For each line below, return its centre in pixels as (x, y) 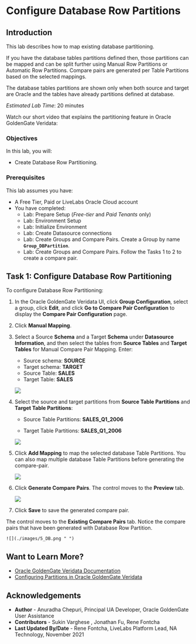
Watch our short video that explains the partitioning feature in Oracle (89, 117)
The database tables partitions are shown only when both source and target (97, 88)
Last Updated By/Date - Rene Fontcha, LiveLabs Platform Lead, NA (96, 628)
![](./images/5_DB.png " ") (40, 539)
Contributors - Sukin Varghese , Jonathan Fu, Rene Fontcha (87, 622)
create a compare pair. (50, 258)
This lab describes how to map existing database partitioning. (80, 46)
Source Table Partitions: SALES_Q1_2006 (73, 419)
